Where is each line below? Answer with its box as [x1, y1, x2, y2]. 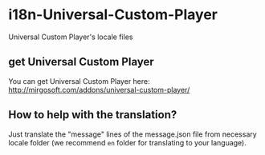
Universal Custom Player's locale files [8, 32, 133, 42]
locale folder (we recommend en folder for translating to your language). [8, 137, 247, 147]
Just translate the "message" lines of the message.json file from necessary [8, 129, 257, 139]
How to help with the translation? [8, 108, 177, 121]
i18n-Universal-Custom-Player [8, 6, 218, 24]
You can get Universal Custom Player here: [8, 76, 150, 85]
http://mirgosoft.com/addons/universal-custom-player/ [8, 85, 190, 94]
